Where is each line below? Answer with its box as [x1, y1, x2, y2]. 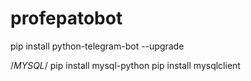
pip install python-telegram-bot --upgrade [10, 40, 185, 52]
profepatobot [10, 7, 123, 30]
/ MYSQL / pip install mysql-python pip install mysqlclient [10, 59, 241, 71]
